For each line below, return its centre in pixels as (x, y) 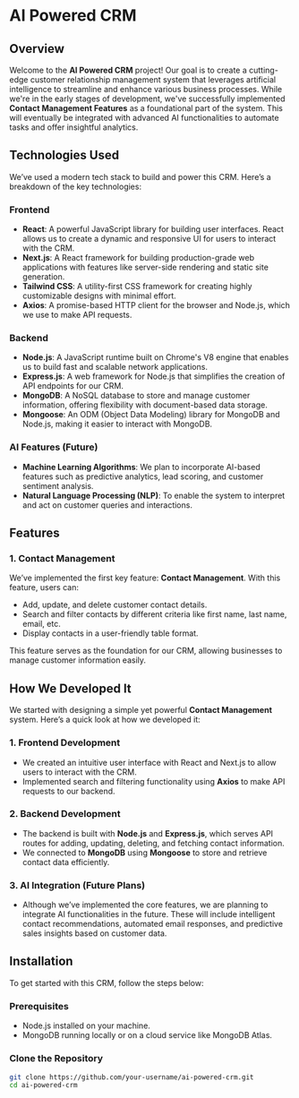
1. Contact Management (62, 559)
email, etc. (41, 624)
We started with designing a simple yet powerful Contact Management (141, 710)
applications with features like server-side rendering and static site (145, 267)
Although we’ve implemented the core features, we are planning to (145, 905)
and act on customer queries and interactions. (107, 505)
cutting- (264, 70)
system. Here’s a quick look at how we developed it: (105, 720)
